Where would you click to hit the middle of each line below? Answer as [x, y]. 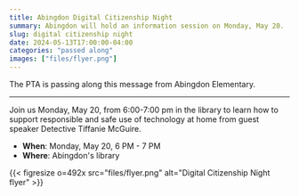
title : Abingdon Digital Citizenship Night [91, 17]
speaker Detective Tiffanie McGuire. [76, 129]
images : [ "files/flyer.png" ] [63, 59]
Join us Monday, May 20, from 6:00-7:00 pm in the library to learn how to [144, 110]
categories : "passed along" [61, 51]
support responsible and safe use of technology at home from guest [134, 119]
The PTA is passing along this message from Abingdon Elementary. [133, 84]
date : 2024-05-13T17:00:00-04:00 [71, 42]
